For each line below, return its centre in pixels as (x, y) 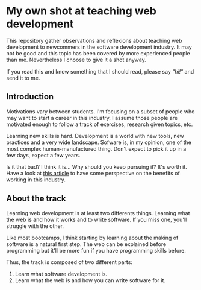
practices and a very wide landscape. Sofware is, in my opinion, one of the (99, 142)
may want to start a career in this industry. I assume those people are (92, 118)
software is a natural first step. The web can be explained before (86, 244)
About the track (36, 199)
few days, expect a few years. (43, 155)
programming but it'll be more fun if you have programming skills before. (96, 250)
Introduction (30, 97)
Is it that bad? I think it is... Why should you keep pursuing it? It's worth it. (97, 166)
